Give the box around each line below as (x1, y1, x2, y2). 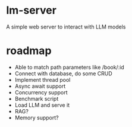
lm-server (6, 4, 56, 17)
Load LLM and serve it (14, 101, 70, 109)
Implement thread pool (14, 76, 71, 83)
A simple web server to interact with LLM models (6, 23, 126, 30)
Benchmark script (14, 95, 59, 102)
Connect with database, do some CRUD (14, 69, 113, 77)
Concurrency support (14, 88, 68, 96)
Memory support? (14, 114, 59, 121)
